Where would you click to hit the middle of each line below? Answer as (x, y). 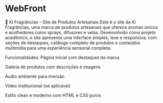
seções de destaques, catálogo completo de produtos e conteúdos (73, 42)
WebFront (26, 9)
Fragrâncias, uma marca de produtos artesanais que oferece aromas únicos (81, 27)
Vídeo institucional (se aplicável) (38, 85)
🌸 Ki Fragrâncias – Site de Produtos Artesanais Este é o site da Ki (70, 22)
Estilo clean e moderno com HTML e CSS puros (53, 95)
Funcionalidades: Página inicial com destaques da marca (62, 57)
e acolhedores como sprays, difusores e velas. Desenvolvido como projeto (80, 32)
